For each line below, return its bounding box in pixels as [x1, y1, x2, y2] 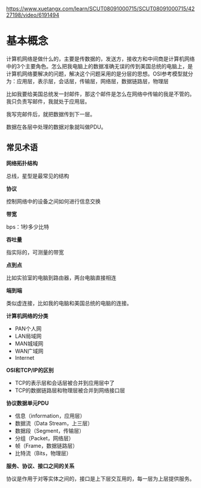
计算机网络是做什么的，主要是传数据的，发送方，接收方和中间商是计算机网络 [6, 55, 195, 62]
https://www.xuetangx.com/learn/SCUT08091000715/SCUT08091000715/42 [6, 5, 195, 12]
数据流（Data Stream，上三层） [14, 419, 93, 427]
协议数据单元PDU [6, 399, 49, 407]
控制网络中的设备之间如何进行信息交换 [6, 198, 100, 205]
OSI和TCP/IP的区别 [6, 366, 54, 374]
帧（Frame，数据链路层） [14, 442, 78, 449]
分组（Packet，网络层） [14, 434, 74, 442]
